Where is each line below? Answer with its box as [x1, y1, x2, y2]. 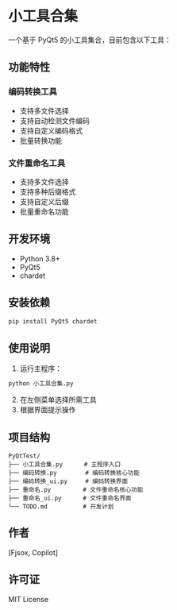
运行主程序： [19, 364, 62, 373]
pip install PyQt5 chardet [8, 317, 98, 326]
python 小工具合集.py [8, 380, 74, 388]
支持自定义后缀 [19, 196, 69, 207]
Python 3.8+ [19, 253, 61, 263]
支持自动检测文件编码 [19, 116, 90, 125]
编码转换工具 [8, 87, 58, 98]
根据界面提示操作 [19, 405, 76, 415]
